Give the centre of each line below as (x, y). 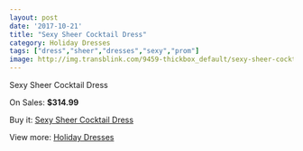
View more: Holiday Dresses (62, 137)
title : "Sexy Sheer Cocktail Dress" (78, 34)
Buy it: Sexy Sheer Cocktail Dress (71, 120)
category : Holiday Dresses (60, 43)
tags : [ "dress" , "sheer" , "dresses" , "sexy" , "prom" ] (105, 51)
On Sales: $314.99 (44, 102)
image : (22, 59)
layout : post (34, 18)
